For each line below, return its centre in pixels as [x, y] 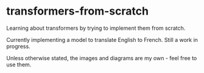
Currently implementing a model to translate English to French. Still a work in [102, 40]
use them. [19, 64]
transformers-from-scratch [78, 11]
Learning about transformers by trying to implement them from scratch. [96, 28]
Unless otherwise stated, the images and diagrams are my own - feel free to [102, 58]
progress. [18, 46]
